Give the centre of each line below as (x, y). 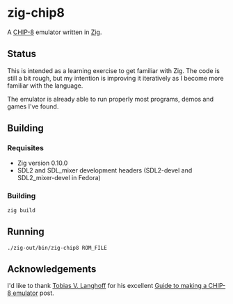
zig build (22, 210)
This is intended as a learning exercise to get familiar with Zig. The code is (114, 70)
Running (26, 232)
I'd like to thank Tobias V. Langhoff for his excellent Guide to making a (107, 286)
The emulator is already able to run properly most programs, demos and (111, 99)
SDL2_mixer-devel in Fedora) (59, 178)
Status (22, 54)
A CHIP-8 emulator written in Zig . (55, 32)
